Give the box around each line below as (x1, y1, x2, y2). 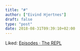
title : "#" (5, 7, 28, 13)
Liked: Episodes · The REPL (5, 40, 62, 46)
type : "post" (5, 21, 33, 27)
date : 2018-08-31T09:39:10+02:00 (5, 26, 75, 31)
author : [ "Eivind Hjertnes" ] (5, 12, 66, 17)
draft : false (5, 17, 33, 22)
